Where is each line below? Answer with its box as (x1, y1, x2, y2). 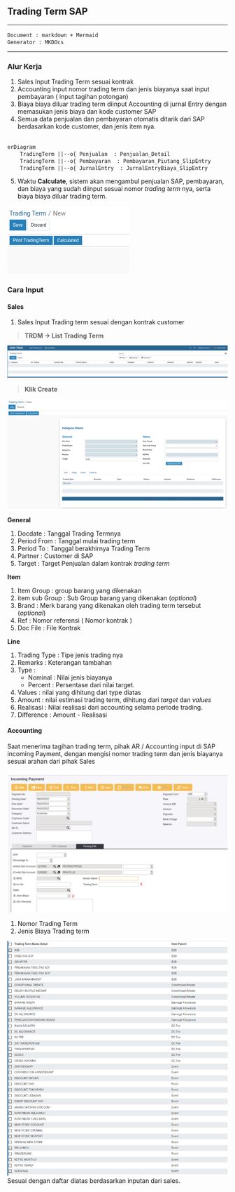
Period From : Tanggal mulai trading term (17, 536, 136, 545)
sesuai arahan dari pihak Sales (7, 757, 96, 765)
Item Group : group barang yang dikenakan (17, 586, 142, 595)
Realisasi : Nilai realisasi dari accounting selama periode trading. (17, 703, 203, 711)
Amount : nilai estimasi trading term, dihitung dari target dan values (17, 695, 212, 704)
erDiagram (7, 144, 36, 151)
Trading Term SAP (7, 6, 88, 18)
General (7, 515, 31, 524)
